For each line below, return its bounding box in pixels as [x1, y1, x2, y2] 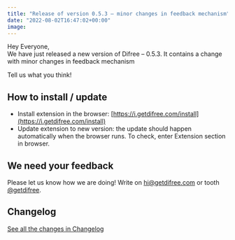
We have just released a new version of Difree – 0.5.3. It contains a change [7, 50, 222, 58]
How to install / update [7, 91, 108, 103]
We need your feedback [7, 160, 114, 171]
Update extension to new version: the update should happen [17, 125, 192, 133]
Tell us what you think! [7, 71, 72, 79]
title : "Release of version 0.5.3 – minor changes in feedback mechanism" [7, 10, 230, 17]
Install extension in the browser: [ [17, 110, 114, 118]
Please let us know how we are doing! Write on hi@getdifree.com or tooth [7, 178, 220, 186]
